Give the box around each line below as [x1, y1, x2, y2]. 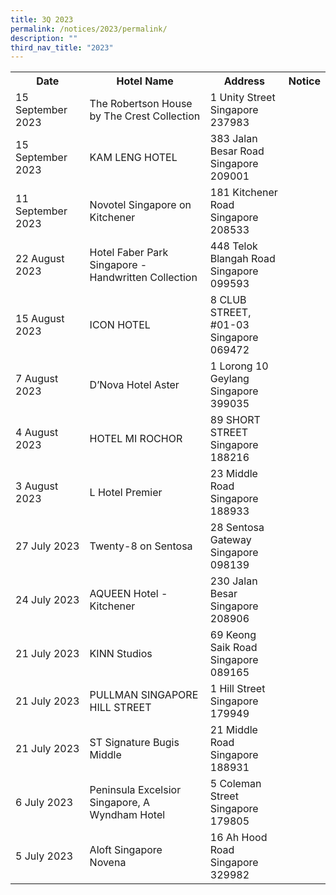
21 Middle [209, 723, 258, 737]
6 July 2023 [15, 796, 74, 810]
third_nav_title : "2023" [10, 42, 114, 53]
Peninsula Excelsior [89, 783, 182, 797]
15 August [15, 312, 65, 326]
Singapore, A [89, 796, 151, 810]
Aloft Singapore [89, 843, 163, 857]
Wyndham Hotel [89, 808, 166, 822]
